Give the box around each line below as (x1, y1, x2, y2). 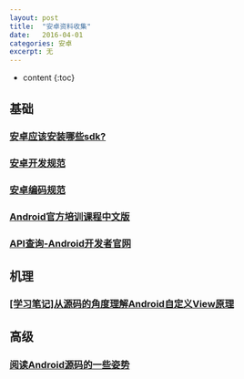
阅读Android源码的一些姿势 (9, 358, 130, 371)
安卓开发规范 (9, 157, 66, 169)
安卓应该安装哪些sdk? (9, 130, 107, 143)
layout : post (9, 13, 59, 23)
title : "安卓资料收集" (9, 22, 91, 31)
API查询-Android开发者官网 (9, 238, 132, 251)
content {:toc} (22, 72, 76, 83)
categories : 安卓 (9, 38, 73, 48)
